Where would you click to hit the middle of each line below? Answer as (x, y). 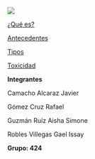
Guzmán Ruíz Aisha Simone (48, 120)
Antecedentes (28, 38)
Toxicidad (22, 65)
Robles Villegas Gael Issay (46, 134)
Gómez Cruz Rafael (36, 107)
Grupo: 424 (25, 148)
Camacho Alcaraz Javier (43, 93)
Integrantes (25, 79)
